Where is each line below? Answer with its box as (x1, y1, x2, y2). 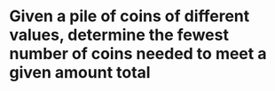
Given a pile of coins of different (9, 6, 250, 27)
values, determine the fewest (9, 25, 229, 45)
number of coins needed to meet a (9, 44, 267, 64)
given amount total (9, 63, 151, 83)
